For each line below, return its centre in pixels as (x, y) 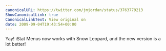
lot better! (16, 44)
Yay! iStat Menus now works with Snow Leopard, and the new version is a (83, 39)
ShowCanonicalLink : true (32, 15)
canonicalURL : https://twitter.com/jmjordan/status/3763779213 (74, 10)
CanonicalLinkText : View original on (46, 19)
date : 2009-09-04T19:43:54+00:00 (41, 24)
